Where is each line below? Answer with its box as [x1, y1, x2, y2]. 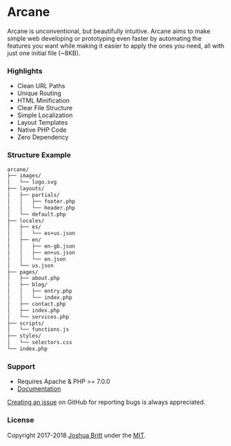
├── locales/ [7, 217, 45, 224]
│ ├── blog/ [7, 281, 48, 288]
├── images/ [7, 172, 41, 179]
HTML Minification [17, 97, 70, 105]
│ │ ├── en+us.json [7, 249, 76, 256]
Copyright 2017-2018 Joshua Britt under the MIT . [7, 431, 146, 439]
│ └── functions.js [7, 326, 70, 333]
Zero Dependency [17, 133, 69, 141]
